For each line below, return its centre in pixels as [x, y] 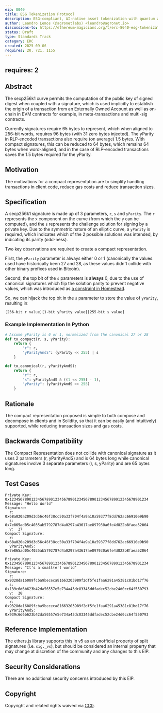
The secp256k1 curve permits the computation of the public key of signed [79, 98]
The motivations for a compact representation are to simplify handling [75, 181]
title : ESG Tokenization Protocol [40, 14]
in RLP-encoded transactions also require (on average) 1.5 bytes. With [75, 139]
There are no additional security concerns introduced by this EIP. [70, 678]
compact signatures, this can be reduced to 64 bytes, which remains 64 [77, 144]
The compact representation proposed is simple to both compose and [75, 415]
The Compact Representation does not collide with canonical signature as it [81, 453]
